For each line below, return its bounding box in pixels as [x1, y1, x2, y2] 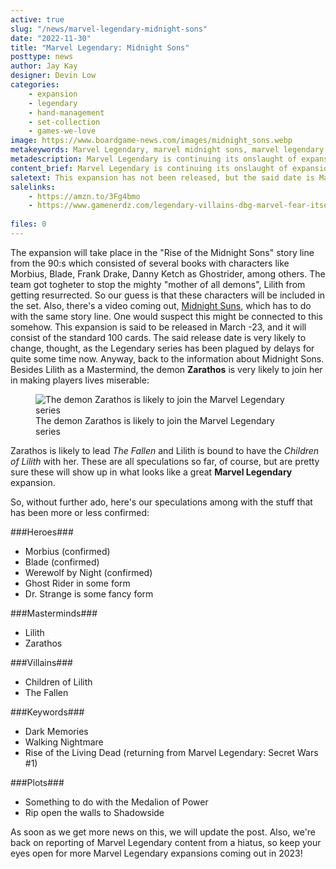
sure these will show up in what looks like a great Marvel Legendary [10, 466, 293, 478]
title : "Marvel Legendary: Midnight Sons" [10, 42, 190, 53]
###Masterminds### [10, 607, 98, 619]
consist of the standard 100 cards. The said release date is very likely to [10, 331, 307, 343]
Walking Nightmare [24, 736, 104, 748]
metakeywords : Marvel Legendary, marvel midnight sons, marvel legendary [10, 145, 325, 155]
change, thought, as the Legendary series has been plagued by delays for [10, 342, 315, 354]
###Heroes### [10, 526, 74, 538]
